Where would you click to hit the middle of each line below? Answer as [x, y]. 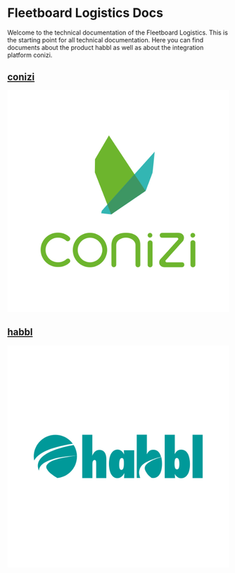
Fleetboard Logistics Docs [85, 13]
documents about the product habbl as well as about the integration [106, 47]
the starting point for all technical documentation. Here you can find [106, 39]
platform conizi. [30, 55]
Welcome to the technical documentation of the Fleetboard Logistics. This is [118, 32]
